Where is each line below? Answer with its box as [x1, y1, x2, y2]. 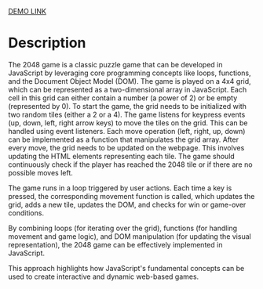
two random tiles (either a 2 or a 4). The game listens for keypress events [8, 110, 246, 119]
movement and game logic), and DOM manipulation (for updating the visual [8, 231, 251, 241]
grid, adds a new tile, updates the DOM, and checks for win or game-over [8, 200, 247, 209]
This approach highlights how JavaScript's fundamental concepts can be [8, 263, 245, 273]
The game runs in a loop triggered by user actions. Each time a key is [8, 183, 232, 193]
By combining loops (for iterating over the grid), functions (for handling [8, 223, 238, 233]
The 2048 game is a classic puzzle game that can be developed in [8, 60, 223, 69]
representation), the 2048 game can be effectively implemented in [8, 240, 223, 249]
